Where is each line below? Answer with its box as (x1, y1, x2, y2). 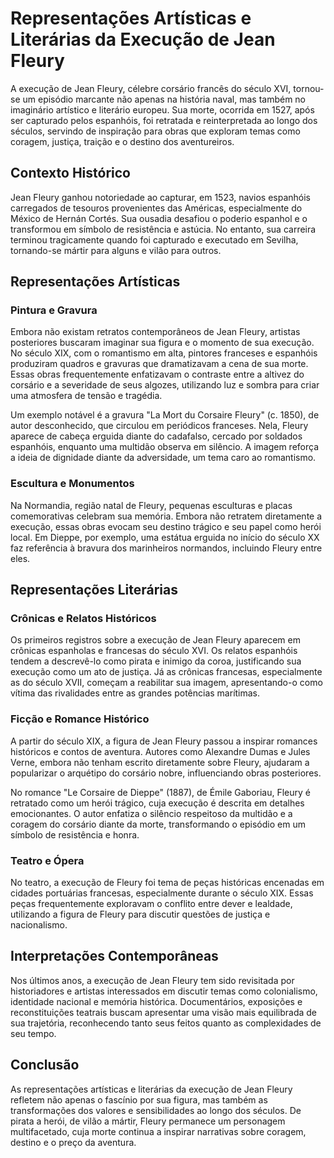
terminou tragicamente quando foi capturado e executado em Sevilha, (10, 233, 299, 246)
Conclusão (10, 1057, 80, 1074)
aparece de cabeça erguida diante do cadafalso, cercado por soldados (10, 430, 303, 442)
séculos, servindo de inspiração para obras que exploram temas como (10, 125, 301, 137)
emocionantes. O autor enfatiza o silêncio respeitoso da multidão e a (10, 807, 293, 819)
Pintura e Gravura (10, 303, 98, 317)
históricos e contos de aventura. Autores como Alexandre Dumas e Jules (10, 745, 311, 757)
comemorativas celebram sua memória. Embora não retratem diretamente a (10, 510, 323, 522)
